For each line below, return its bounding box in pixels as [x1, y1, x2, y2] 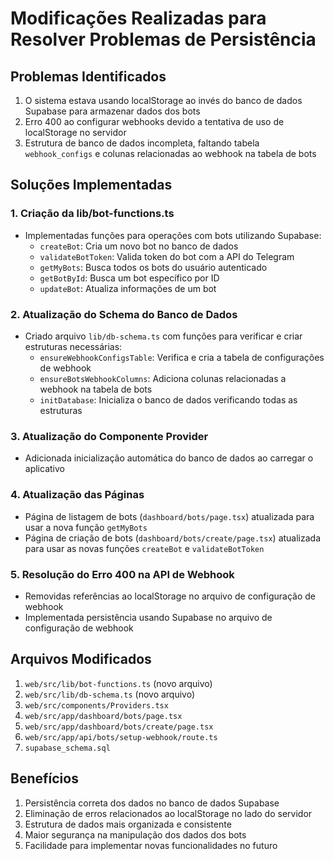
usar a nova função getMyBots [24, 521, 148, 533]
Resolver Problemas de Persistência [10, 28, 317, 51]
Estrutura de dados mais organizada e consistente [24, 818, 232, 830]
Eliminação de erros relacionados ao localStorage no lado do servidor [24, 807, 313, 819]
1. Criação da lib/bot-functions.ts [10, 207, 175, 221]
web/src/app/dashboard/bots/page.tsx [24, 711, 183, 721]
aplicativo [24, 463, 65, 475]
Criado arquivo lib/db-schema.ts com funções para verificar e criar [24, 330, 303, 342]
